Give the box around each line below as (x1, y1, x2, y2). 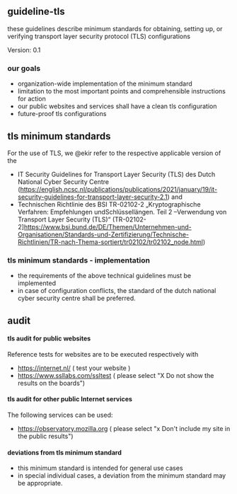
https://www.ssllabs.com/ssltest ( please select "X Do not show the (17, 371, 214, 379)
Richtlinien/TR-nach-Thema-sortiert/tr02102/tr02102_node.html (17, 237, 204, 246)
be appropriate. (17, 479, 63, 488)
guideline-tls (7, 6, 65, 18)
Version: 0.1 (7, 45, 41, 54)
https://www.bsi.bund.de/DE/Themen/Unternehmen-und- (23, 222, 192, 231)
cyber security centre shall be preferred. (17, 294, 136, 303)
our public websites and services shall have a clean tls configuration (17, 102, 217, 110)
